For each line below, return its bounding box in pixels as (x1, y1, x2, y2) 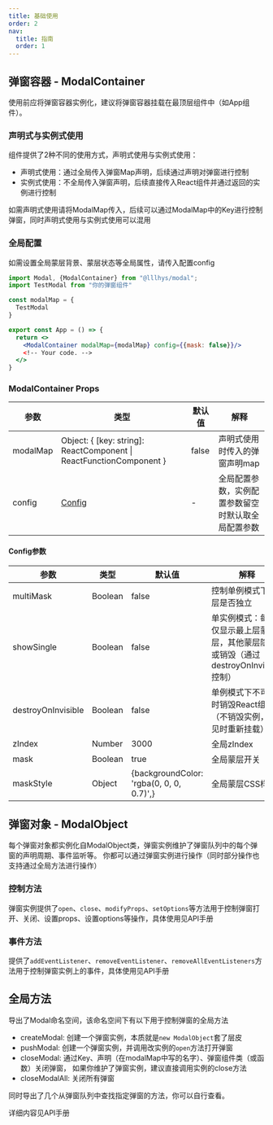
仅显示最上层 (210, 624, 261, 636)
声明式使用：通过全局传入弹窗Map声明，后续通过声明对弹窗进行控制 (19, 168, 249, 177)
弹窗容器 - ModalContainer (8, 74, 145, 88)
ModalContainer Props (8, 383, 100, 395)
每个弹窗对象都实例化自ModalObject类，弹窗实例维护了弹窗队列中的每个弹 (8, 840, 258, 851)
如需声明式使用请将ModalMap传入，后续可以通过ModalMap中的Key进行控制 (8, 205, 263, 215)
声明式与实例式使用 (8, 129, 84, 141)
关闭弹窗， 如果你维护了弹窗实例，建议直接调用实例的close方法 (34, 1063, 248, 1073)
